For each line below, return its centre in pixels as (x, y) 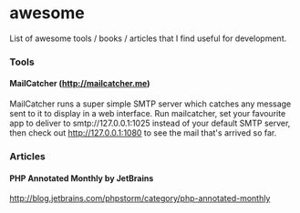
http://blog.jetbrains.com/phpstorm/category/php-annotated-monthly (140, 198)
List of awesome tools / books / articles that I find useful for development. (148, 38)
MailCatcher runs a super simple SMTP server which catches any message (150, 104)
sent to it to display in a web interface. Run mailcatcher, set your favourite (148, 114)
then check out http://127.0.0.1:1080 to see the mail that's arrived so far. (143, 133)
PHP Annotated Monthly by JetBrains (82, 178)
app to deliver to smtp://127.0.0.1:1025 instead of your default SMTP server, (150, 123)
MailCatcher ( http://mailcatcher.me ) (80, 84)
